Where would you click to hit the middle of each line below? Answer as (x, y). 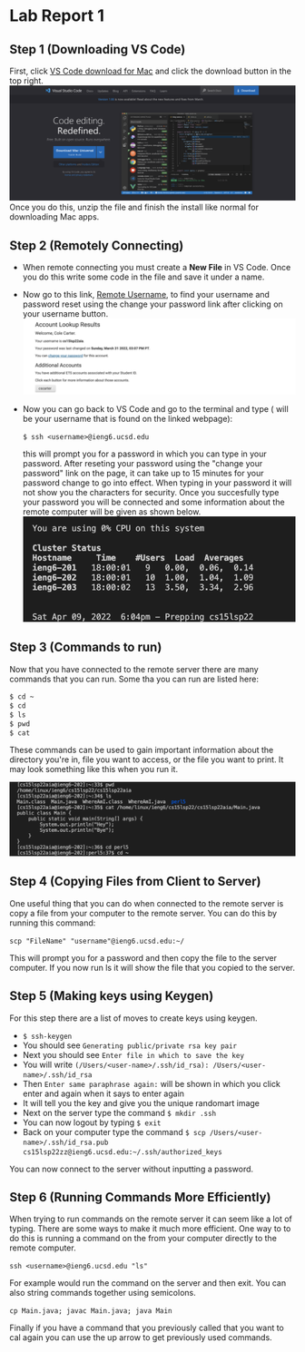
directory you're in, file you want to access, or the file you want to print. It (147, 759)
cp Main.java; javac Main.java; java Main (91, 1311)
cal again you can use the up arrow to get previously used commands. (141, 1337)
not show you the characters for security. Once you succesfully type (151, 493)
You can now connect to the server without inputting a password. (132, 1169)
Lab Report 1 (57, 16)
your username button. (65, 314)
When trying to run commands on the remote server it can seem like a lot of (151, 1219)
